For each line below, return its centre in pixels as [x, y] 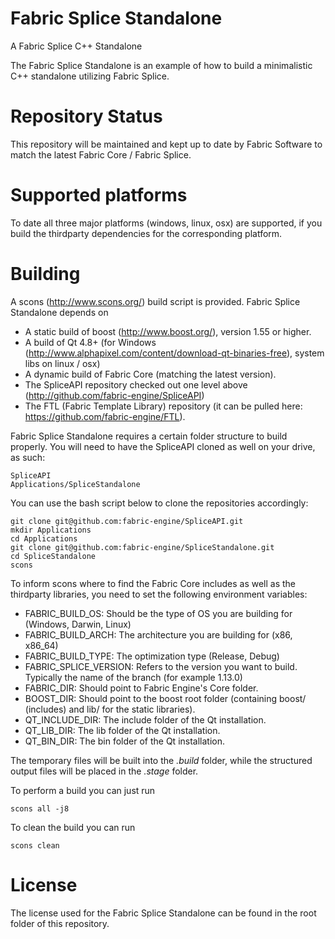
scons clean [35, 845]
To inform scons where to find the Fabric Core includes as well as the [153, 583]
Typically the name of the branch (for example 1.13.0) [133, 677]
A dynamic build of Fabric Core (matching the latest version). [150, 374]
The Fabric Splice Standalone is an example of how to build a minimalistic [161, 65]
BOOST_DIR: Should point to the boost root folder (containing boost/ [165, 698]
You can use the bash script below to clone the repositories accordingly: [159, 503]
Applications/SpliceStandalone [75, 484]
